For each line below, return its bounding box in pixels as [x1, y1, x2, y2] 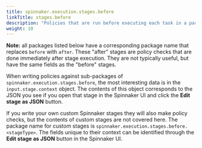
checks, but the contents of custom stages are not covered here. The [6, 116, 179, 123]
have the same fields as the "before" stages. [6, 61, 117, 68]
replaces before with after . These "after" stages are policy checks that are [6, 49, 192, 56]
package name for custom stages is [6, 122, 95, 129]
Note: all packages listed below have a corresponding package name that [6, 42, 189, 49]
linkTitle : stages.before [6, 14, 71, 20]
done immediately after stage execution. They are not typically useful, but [6, 55, 189, 62]
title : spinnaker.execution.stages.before [6, 8, 114, 15]
